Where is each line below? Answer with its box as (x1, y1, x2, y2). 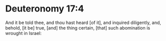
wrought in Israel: (5, 30, 42, 36)
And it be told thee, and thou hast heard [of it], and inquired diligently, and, (5, 19, 161, 25)
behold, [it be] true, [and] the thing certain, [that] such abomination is (5, 24, 151, 30)
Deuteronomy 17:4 (5, 3, 84, 14)
